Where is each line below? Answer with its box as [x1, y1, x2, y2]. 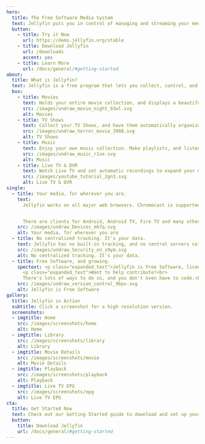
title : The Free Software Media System [12, 15, 113, 21]
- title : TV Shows [17, 117, 64, 123]
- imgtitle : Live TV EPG [12, 383, 75, 389]
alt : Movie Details [17, 360, 67, 366]
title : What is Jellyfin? [12, 77, 78, 83]
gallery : [6, 292, 29, 298]
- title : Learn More [17, 60, 70, 66]
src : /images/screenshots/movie [17, 355, 99, 361]
